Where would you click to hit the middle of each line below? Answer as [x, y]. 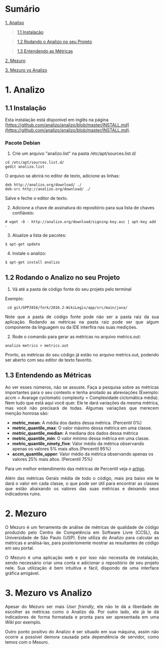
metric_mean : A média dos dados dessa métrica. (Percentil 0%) [77, 423]
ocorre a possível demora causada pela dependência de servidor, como [82, 637]
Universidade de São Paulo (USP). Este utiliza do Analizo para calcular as [82, 537]
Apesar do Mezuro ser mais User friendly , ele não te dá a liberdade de [82, 606]
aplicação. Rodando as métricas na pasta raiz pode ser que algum [82, 322]
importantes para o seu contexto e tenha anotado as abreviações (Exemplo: [82, 392]
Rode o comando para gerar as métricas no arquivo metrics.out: [76, 337]
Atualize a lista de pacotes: [39, 235]
